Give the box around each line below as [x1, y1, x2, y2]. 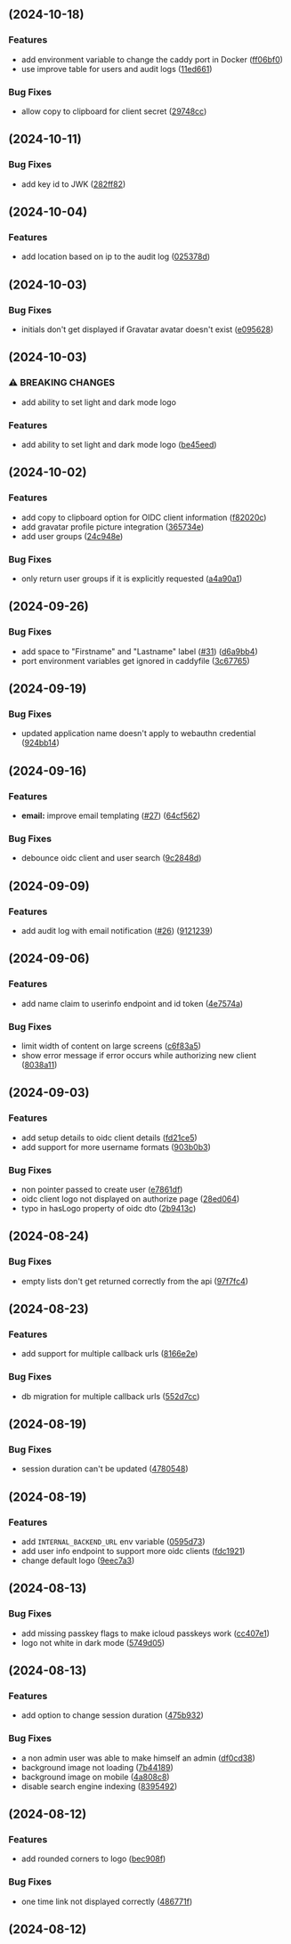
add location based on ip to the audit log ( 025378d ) [20, 251, 211, 262]
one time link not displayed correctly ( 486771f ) [20, 1896, 193, 1907]
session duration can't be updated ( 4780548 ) [20, 1463, 189, 1474]
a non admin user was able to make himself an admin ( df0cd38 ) [20, 1753, 255, 1763]
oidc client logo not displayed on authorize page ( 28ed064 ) [20, 1194, 240, 1204]
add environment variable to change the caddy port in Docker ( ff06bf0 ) [20, 53, 284, 65]
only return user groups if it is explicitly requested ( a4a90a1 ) [20, 573, 243, 584]
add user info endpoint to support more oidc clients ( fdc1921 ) [20, 1546, 246, 1557]
